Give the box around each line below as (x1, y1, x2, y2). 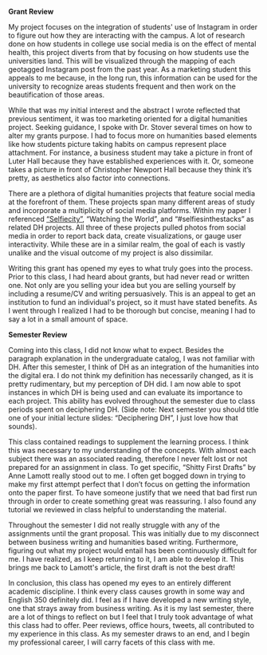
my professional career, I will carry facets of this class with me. (8, 637, 215, 647)
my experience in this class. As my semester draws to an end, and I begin (8, 629, 250, 638)
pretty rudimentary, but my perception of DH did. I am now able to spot (8, 379, 241, 389)
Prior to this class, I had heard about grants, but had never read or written (8, 272, 249, 282)
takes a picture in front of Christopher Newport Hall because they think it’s (8, 165, 253, 174)
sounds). (8, 422, 37, 431)
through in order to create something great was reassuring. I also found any (8, 496, 257, 506)
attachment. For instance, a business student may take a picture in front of (8, 148, 253, 157)
